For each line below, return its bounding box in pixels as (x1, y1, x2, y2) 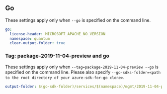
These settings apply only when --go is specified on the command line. (5, 17, 151, 23)
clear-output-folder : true (9, 41, 66, 46)
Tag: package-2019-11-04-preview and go (5, 52, 109, 59)
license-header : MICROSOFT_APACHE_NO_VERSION (9, 31, 106, 36)
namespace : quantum (9, 36, 50, 41)
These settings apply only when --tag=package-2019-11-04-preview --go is (5, 64, 159, 70)
